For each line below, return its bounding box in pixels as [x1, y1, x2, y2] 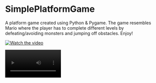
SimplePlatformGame [5, 3, 95, 15]
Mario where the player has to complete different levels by [5, 25, 124, 31]
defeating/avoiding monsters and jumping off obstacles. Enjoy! [5, 30, 133, 36]
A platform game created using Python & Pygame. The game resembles [5, 20, 152, 26]
